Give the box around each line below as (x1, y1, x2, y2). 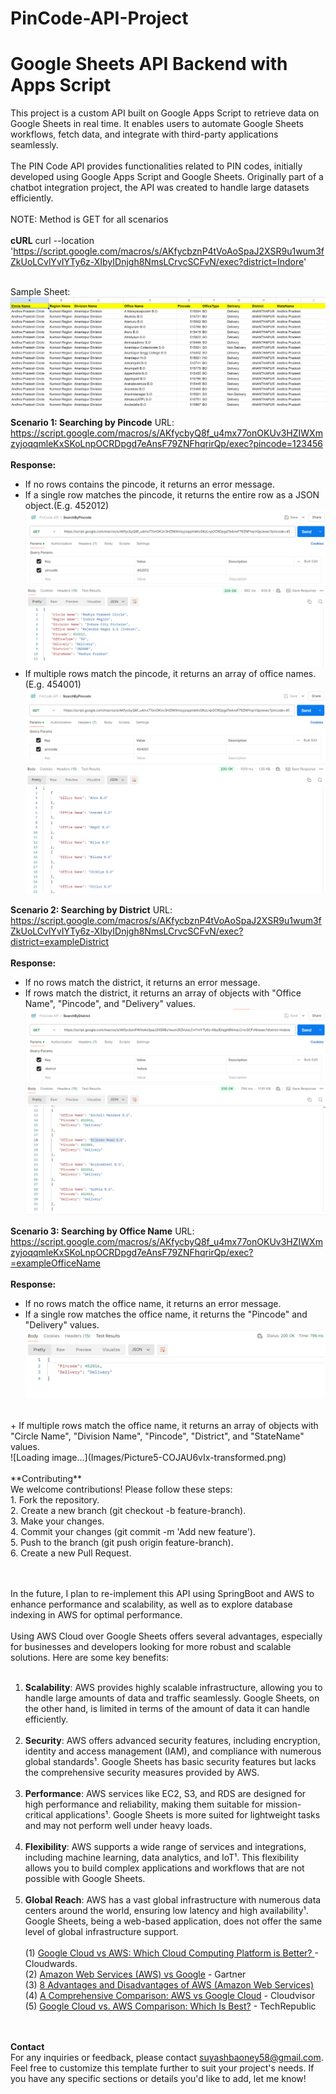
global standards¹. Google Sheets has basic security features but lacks (24, 1756, 317, 1768)
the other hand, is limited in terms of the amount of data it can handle (24, 1703, 310, 1715)
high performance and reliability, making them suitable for (24, 1798, 264, 1811)
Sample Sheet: (10, 286, 71, 298)
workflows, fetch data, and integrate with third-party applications (10, 128, 279, 141)
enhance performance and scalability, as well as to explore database (10, 1598, 293, 1611)
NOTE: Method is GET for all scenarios (10, 213, 169, 226)
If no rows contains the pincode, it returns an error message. (24, 478, 275, 490)
